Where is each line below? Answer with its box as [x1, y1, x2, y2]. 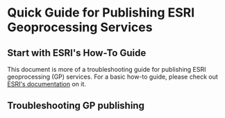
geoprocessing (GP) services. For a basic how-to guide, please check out [7, 72, 219, 81]
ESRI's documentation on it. [7, 80, 87, 88]
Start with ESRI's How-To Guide [7, 47, 147, 59]
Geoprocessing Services [7, 19, 153, 35]
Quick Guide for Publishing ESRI [7, 5, 195, 21]
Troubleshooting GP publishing [7, 100, 144, 112]
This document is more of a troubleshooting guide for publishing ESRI [7, 66, 206, 73]
